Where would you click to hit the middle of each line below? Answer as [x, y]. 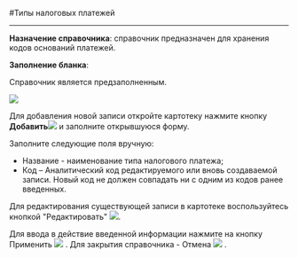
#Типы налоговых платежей [62, 13]
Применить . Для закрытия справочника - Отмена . [118, 244]
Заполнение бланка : [49, 65]
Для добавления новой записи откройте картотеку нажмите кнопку [138, 116]
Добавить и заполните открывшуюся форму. [99, 126]
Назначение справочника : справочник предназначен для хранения [139, 38]
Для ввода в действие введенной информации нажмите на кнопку [136, 234]
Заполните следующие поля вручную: [82, 144]
